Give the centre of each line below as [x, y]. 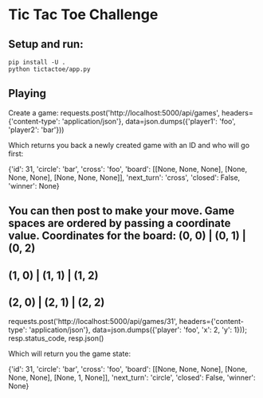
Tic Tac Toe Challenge [83, 15]
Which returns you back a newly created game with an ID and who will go [129, 145]
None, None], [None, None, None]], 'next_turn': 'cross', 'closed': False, [124, 178]
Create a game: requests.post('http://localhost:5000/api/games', [114, 112]
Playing [27, 94]
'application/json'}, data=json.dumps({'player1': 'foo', [149, 121]
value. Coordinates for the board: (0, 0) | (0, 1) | [128, 236]
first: [16, 154]
